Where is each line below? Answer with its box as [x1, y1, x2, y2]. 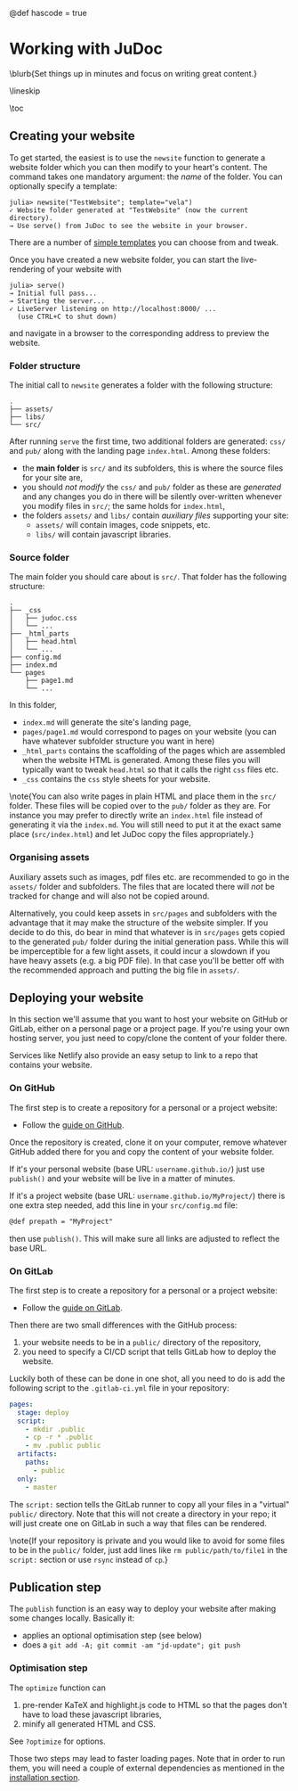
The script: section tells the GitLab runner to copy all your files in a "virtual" [9, 1499, 290, 1509]
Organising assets [9, 851, 90, 864]
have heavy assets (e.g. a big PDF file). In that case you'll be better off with [9, 955, 285, 965]
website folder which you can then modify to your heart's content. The [9, 161, 269, 172]
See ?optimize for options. [9, 1736, 107, 1746]
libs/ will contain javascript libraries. [35, 530, 172, 540]
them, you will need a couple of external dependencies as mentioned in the [9, 1762, 285, 1773]
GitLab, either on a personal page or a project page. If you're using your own [9, 1023, 290, 1034]
